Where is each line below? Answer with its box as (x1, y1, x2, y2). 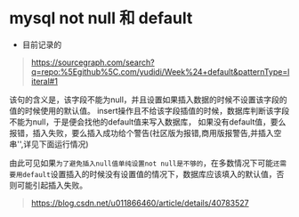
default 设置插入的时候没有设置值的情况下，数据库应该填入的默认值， (21, 168, 277, 179)
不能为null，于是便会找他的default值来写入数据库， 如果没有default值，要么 (9, 117, 287, 127)
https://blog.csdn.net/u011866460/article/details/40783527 (30, 197, 249, 208)
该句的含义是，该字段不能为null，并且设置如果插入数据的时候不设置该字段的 (9, 94, 287, 105)
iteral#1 (30, 76, 58, 86)
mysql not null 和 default (9, 8, 193, 28)
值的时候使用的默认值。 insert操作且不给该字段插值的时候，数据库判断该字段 (9, 105, 290, 116)
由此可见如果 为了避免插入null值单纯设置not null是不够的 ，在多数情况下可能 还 (9, 157, 280, 168)
